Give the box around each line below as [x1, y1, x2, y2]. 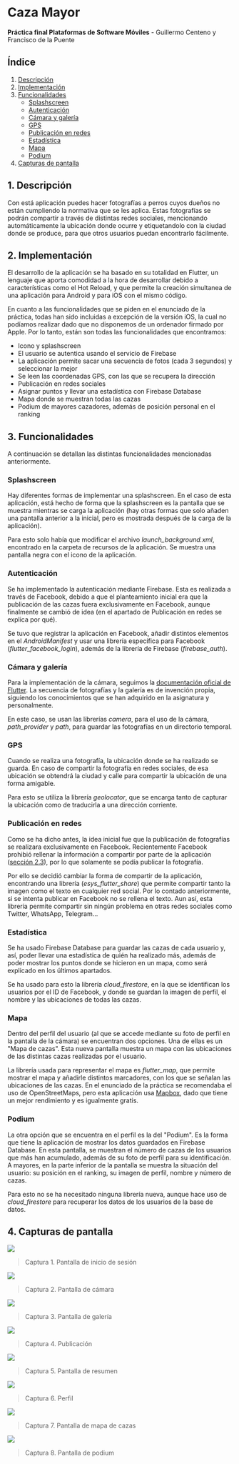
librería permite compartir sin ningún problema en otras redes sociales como [7, 902, 233, 910]
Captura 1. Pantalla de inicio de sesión [24, 1258, 137, 1267]
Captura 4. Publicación [24, 1340, 93, 1348]
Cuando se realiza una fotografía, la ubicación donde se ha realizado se [7, 757, 218, 765]
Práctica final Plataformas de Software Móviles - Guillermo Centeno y [7, 28, 216, 36]
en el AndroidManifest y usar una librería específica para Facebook [7, 637, 205, 645]
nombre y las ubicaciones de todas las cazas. [7, 995, 141, 1004]
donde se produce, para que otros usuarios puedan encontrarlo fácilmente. [7, 229, 229, 237]
